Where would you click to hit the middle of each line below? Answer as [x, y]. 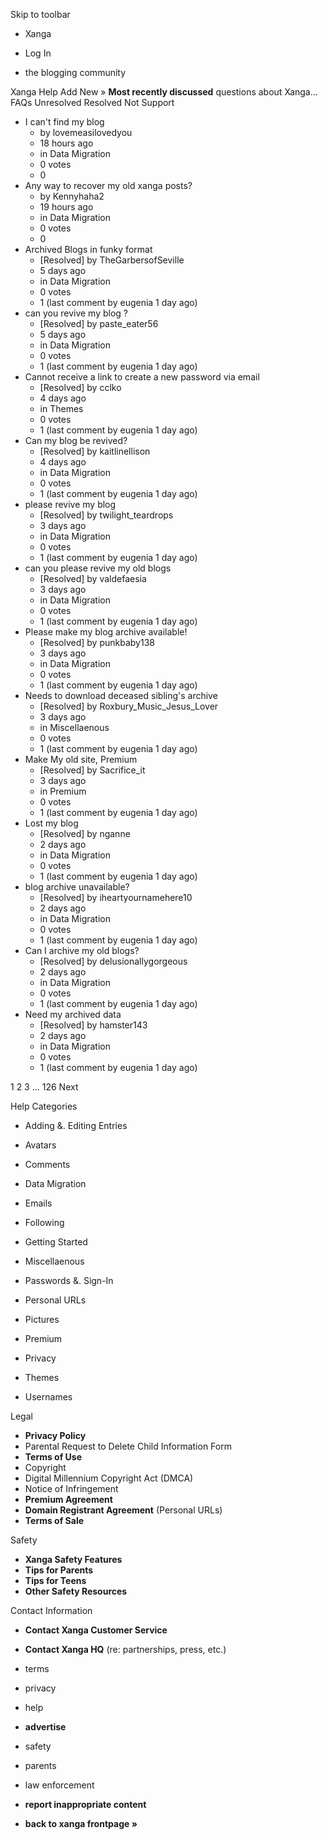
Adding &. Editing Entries [76, 1125]
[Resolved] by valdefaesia [93, 578]
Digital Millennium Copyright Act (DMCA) [109, 1478]
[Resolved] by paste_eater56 [99, 323]
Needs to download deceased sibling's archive [121, 695]
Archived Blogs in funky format [88, 249]
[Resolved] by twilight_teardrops [106, 515]
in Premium [63, 791]
